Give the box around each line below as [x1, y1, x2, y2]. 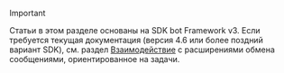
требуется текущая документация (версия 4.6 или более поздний [9, 35, 263, 45]
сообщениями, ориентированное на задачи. [9, 54, 180, 64]
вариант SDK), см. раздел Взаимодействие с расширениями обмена [9, 44, 275, 55]
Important [9, 8, 46, 18]
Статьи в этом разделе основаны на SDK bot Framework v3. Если [9, 25, 261, 35]
